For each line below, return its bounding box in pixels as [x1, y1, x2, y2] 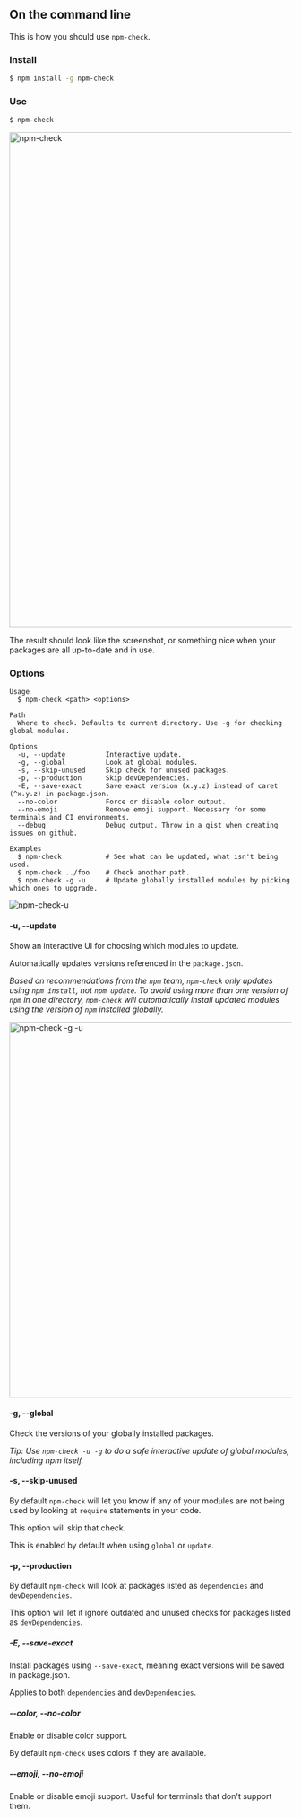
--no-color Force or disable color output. [17, 797, 227, 807]
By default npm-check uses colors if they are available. [9, 1748, 207, 1759]
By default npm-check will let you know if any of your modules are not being [9, 1495, 285, 1506]
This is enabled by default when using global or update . [9, 1540, 215, 1551]
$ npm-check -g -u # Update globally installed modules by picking [17, 876, 291, 885]
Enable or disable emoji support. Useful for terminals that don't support [9, 1791, 272, 1802]
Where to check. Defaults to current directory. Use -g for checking [17, 719, 282, 728]
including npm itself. [9, 1455, 84, 1466]
